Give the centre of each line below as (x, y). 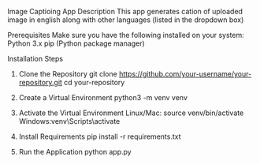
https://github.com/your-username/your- (185, 74)
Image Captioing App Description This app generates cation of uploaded (125, 11)
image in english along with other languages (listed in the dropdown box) (126, 20)
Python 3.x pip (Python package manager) (76, 43)
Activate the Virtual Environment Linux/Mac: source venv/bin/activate (131, 113)
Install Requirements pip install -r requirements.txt (100, 136)
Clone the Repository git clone (68, 74)
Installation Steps (35, 59)
